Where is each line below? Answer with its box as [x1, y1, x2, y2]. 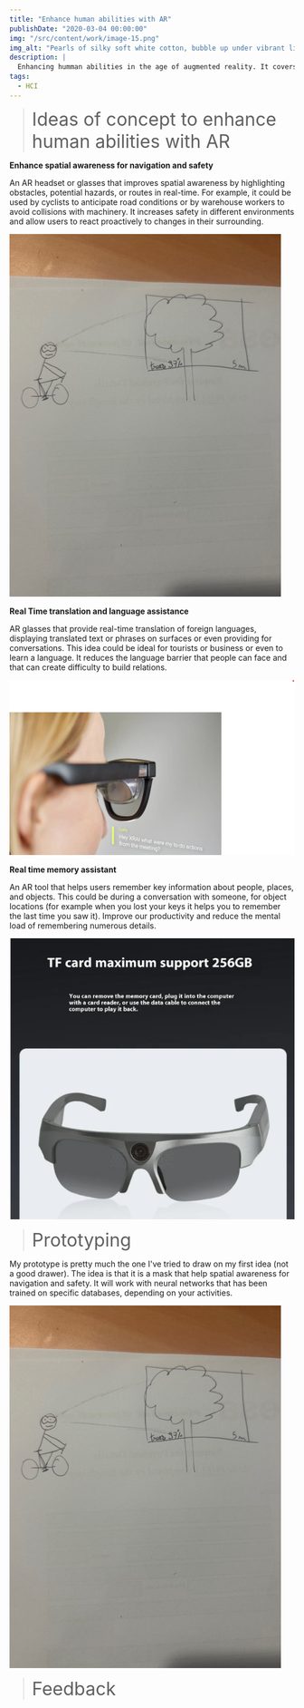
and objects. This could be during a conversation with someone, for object [9, 891, 287, 902]
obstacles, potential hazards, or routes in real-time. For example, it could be [9, 187, 291, 198]
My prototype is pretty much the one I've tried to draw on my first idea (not [9, 1258, 290, 1269]
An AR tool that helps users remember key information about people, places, [9, 881, 294, 892]
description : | [9, 53, 67, 63]
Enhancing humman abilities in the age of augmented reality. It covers [17, 63, 298, 72]
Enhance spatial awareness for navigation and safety [9, 160, 214, 170]
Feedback [31, 1677, 117, 1701]
